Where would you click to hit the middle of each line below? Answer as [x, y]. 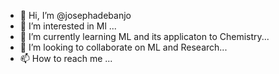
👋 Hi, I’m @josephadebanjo [75, 15]
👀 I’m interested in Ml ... [68, 26]
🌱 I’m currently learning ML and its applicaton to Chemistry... [144, 36]
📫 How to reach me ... [66, 58]
